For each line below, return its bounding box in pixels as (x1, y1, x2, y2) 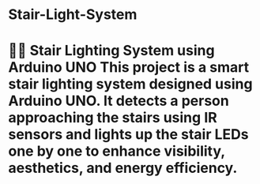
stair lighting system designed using (8, 75, 253, 93)
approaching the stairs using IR (8, 109, 217, 127)
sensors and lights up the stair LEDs (8, 126, 249, 144)
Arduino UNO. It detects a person (8, 92, 229, 110)
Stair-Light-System (8, 6, 138, 24)
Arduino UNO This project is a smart (8, 58, 250, 77)
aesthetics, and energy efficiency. (8, 160, 238, 177)
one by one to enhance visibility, (8, 142, 225, 160)
